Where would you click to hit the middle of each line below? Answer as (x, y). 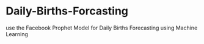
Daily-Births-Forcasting (67, 11)
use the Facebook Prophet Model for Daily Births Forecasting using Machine (102, 28)
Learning (17, 34)
